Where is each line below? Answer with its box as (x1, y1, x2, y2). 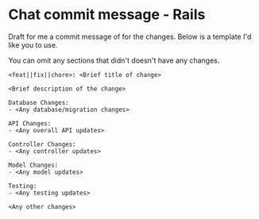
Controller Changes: (8, 140, 77, 148)
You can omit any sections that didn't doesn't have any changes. (8, 56, 220, 65)
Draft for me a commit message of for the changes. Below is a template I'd (8, 32, 252, 41)
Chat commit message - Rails (8, 6, 206, 24)
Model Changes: (8, 161, 59, 169)
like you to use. (8, 40, 58, 49)
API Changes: (8, 119, 52, 128)
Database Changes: (8, 98, 69, 106)
